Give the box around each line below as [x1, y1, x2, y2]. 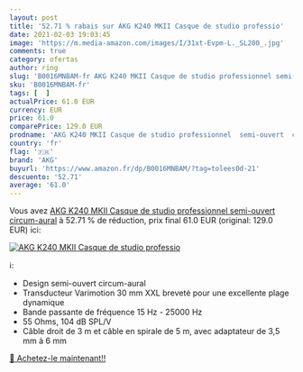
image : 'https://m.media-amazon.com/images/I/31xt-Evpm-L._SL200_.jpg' [9, 38, 284, 48]
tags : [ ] [9, 88, 50, 97]
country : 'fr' [9, 139, 63, 148]
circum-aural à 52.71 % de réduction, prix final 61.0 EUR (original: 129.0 [9, 215, 273, 226]
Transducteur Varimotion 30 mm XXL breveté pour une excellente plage [22, 287, 290, 298]
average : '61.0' [9, 181, 70, 190]
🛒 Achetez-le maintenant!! [9, 353, 106, 364]
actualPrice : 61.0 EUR [9, 96, 95, 106]
